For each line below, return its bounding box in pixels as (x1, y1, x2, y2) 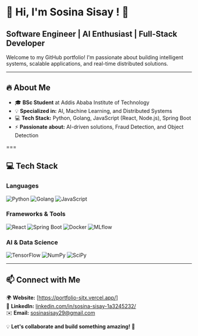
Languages (6, 182, 39, 190)
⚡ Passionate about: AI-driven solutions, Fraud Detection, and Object (14, 123, 184, 130)
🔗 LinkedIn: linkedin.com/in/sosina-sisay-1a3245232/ (6, 302, 137, 309)
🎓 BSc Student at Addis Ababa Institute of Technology (14, 99, 150, 106)
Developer (6, 38, 45, 48)
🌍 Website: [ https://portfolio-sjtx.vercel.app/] (6, 294, 118, 301)
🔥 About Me (6, 83, 51, 93)
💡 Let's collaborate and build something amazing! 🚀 (6, 322, 136, 330)
